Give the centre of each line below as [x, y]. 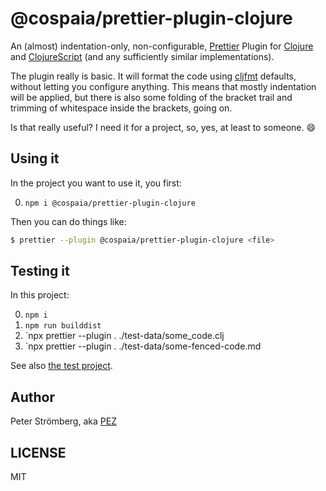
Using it [35, 158]
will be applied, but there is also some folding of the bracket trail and [151, 97]
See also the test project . [61, 366]
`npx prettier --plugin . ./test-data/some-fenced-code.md [143, 346]
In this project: [40, 295]
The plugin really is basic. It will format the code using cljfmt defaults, [153, 76]
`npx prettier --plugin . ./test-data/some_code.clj [124, 336]
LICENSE [38, 452]
